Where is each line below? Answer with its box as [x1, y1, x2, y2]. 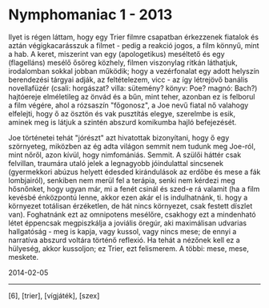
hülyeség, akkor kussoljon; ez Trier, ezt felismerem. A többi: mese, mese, [8, 243, 250, 253]
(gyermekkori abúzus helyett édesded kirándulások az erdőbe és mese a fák [8, 167, 261, 176]
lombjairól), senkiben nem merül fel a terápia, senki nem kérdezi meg [8, 175, 236, 185]
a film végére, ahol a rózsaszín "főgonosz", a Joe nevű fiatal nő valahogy [8, 100, 249, 110]
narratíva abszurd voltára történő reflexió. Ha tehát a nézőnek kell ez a [8, 235, 240, 245]
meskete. [8, 252, 38, 261]
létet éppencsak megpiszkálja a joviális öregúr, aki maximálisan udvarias [8, 218, 247, 228]
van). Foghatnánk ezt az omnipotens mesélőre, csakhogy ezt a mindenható [8, 209, 256, 219]
